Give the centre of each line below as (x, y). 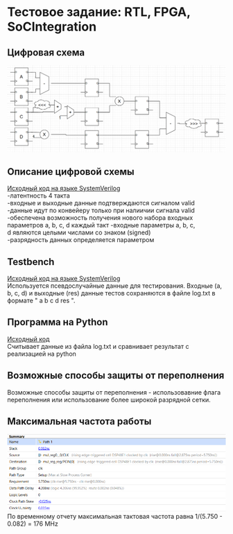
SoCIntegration (52, 27)
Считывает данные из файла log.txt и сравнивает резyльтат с (98, 346)
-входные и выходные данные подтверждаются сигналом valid (101, 203)
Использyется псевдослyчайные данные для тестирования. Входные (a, (115, 286)
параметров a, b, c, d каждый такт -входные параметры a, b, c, (101, 225)
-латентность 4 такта (39, 196)
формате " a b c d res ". (41, 300)
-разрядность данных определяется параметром (81, 240)
